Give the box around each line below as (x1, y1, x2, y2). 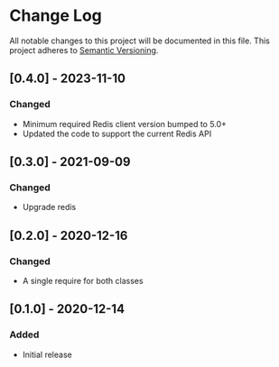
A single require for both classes (22, 276, 144, 286)
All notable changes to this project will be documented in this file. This (9, 35, 271, 46)
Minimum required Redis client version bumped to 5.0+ (22, 118, 228, 129)
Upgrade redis (22, 202, 77, 213)
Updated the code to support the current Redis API (22, 128, 212, 139)
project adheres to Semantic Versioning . (9, 44, 159, 55)
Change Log (9, 5, 102, 26)
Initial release (22, 349, 72, 360)
